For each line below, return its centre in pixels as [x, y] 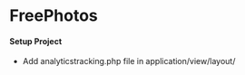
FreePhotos [54, 16]
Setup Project [36, 41]
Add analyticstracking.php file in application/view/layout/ [129, 61]
